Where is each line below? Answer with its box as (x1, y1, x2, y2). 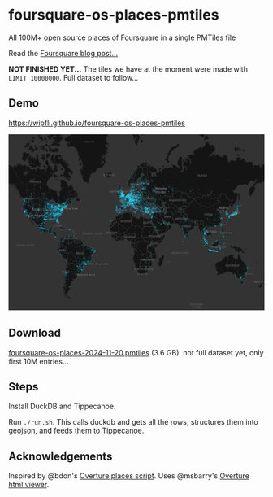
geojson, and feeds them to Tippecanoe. (8, 425, 145, 436)
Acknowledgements (8, 449, 113, 463)
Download (8, 326, 61, 340)
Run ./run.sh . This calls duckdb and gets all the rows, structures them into (8, 417, 258, 427)
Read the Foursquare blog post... (8, 48, 119, 58)
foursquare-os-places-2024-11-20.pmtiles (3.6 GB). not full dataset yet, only (8, 347, 264, 357)
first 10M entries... (8, 356, 69, 366)
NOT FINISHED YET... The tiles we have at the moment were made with (8, 63, 248, 74)
